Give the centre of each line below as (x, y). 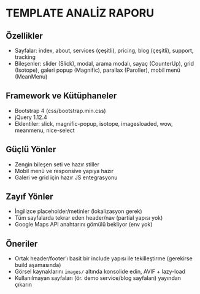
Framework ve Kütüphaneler (61, 96)
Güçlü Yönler (31, 149)
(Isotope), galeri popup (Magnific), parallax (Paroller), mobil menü (97, 70)
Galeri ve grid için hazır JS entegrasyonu (66, 177)
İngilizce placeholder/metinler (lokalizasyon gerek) (78, 211)
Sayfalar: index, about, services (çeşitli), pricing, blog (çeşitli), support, (104, 50)
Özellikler (25, 36)
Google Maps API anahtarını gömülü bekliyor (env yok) (83, 225)
